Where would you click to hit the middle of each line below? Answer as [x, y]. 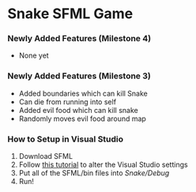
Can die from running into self [67, 102]
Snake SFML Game [70, 14]
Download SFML [45, 156]
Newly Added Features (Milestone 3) [79, 76]
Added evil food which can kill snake [79, 110]
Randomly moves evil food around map [83, 119]
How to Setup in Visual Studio [66, 139]
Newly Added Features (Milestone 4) [79, 39]
